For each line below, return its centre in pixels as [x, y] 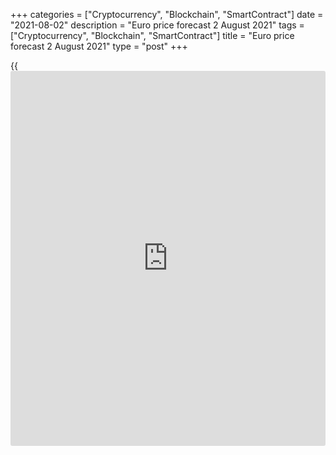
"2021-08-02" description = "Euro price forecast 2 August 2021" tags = [157, 25]
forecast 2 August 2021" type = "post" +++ [99, 46]
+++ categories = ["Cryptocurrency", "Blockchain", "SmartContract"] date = [167, 14]
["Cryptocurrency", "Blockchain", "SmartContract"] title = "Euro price [152, 35]
